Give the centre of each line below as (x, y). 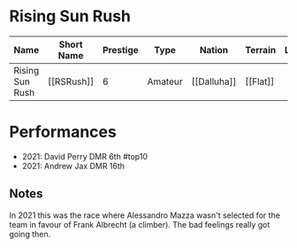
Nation (214, 50)
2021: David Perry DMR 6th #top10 (85, 156)
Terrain (260, 50)
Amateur (165, 81)
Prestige (121, 50)
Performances (63, 132)
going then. (30, 234)
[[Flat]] (259, 81)
